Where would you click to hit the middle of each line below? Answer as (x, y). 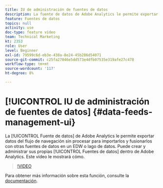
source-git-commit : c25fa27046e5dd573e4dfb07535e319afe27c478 (70, 60)
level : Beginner (21, 50)
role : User (16, 46)
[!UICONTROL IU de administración (77, 102)
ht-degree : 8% (20, 73)
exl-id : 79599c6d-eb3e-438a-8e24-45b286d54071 (53, 55)
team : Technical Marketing (32, 37)
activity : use (20, 28)
